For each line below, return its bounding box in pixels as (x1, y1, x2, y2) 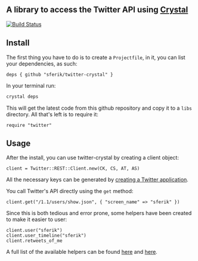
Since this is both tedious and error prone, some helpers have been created (6, 210, 192, 217)
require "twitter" (6, 122, 52, 128)
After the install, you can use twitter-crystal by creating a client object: (6, 154, 179, 161)
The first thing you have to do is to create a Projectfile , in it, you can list (6, 54, 186, 61)
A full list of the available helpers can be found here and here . (6, 248, 158, 256)
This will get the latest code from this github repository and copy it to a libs (6, 104, 193, 111)
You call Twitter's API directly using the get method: (6, 188, 134, 195)
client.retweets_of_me (6, 238, 63, 244)
